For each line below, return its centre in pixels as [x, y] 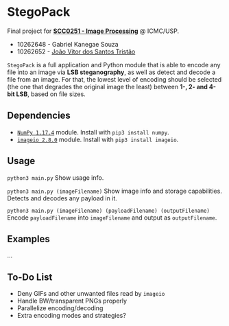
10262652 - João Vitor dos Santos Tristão [76, 51]
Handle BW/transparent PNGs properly [72, 301]
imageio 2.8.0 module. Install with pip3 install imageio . [98, 139]
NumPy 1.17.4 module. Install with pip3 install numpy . [93, 132]
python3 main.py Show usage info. [56, 177]
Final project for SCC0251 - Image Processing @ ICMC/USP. [93, 31]
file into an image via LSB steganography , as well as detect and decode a [111, 72]
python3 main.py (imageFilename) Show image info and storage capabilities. [115, 191]
